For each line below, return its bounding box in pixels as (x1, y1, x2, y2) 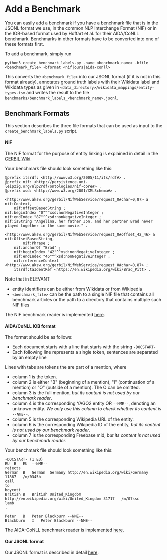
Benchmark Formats (5, 109, 70, 118)
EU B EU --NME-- (5, 461, 48, 466)
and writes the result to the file (26, 89, 90, 95)
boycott (5, 488, 21, 493)
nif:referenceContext (14, 258, 59, 263)
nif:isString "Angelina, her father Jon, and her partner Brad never (5, 219, 153, 224)
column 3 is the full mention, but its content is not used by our (12, 390, 140, 396)
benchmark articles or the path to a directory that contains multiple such (12, 296, 161, 302)
